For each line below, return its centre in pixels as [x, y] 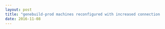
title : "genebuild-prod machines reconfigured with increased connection [83, 14]
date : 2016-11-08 [23, 19]
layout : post [19, 10]
